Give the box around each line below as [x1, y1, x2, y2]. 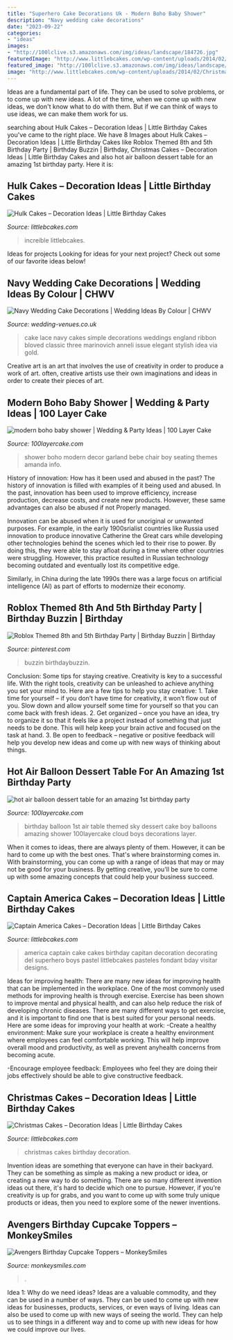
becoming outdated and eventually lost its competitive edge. [7, 561, 180, 569]
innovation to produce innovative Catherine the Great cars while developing [7, 531, 223, 539]
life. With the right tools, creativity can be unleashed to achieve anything [7, 679, 214, 687]
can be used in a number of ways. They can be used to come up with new [7, 1296, 219, 1304]
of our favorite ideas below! [7, 257, 86, 265]
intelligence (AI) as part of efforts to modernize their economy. [7, 582, 186, 590]
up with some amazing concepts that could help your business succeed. [7, 872, 214, 881]
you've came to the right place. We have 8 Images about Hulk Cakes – [7, 130, 208, 139]
